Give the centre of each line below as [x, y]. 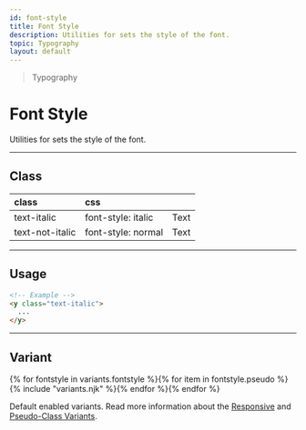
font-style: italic [119, 217]
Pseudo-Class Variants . [53, 416]
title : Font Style [44, 26]
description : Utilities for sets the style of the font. [120, 35]
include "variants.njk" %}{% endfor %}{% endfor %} [121, 389]
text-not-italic [45, 232]
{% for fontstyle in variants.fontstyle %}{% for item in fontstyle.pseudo [142, 379]
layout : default [40, 52]
